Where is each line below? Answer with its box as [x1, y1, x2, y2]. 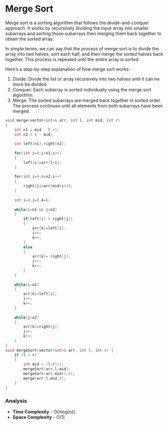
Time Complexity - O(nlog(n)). [12, 408, 76, 414]
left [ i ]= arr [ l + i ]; [23, 160, 62, 165]
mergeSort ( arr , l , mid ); [23, 366, 71, 371]
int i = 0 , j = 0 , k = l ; [14, 197, 51, 202]
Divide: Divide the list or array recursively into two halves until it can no [12, 76, 160, 82]
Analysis [5, 397, 28, 404]
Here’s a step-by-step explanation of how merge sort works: [5, 66, 130, 72]
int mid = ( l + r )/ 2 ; [23, 362, 64, 367]
